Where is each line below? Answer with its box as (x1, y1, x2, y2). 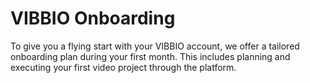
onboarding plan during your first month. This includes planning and (10, 50, 291, 62)
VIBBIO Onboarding (10, 7, 176, 30)
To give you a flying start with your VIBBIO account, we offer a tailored (10, 40, 300, 52)
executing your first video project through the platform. (10, 61, 237, 73)
